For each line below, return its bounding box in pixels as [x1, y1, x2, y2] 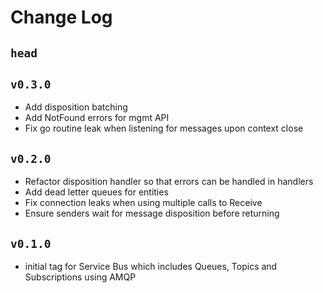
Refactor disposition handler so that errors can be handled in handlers [24, 176, 314, 188]
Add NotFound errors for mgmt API [24, 112, 170, 124]
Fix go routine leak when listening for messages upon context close [24, 122, 304, 135]
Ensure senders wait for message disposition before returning [24, 207, 280, 220]
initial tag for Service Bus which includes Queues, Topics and [24, 261, 278, 273]
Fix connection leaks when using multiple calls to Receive [24, 197, 263, 209]
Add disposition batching [24, 101, 128, 113]
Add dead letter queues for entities [24, 186, 169, 198]
